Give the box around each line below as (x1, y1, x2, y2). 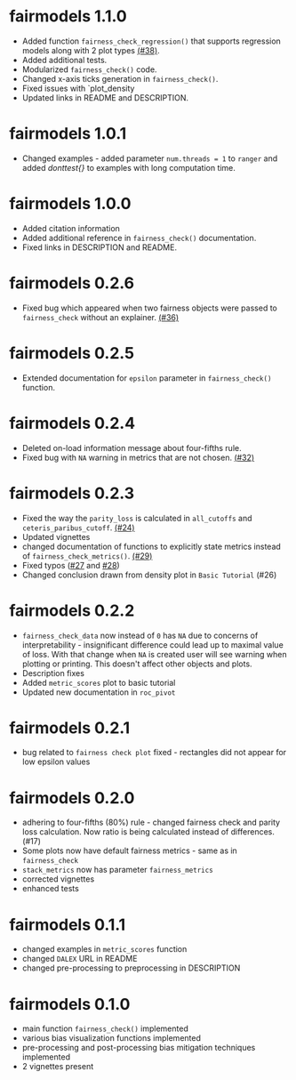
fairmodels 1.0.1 (9, 124, 127, 144)
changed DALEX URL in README (21, 954, 138, 964)
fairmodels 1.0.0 (9, 194, 132, 214)
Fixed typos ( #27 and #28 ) (21, 560, 120, 570)
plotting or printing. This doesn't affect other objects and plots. (21, 658, 252, 669)
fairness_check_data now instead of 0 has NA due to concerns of (21, 630, 259, 641)
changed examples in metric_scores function (21, 944, 188, 955)
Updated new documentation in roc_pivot (21, 687, 176, 697)
